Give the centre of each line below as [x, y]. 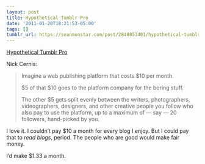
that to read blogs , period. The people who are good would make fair [93, 138]
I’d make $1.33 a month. [36, 156]
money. [16, 144]
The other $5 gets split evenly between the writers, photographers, [106, 100]
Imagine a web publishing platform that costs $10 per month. [97, 76]
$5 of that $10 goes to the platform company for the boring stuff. [103, 88]
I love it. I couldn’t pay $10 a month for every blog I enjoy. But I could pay [98, 131]
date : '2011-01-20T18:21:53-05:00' [52, 23]
